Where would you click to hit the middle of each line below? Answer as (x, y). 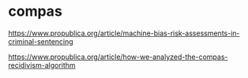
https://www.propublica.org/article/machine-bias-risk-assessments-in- (124, 33)
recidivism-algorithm (42, 65)
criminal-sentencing (41, 41)
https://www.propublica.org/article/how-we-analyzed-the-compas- (118, 57)
